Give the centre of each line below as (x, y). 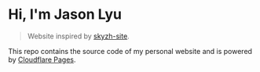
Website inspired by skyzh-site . (78, 36)
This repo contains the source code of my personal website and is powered (130, 51)
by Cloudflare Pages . (42, 59)
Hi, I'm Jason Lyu (65, 14)
